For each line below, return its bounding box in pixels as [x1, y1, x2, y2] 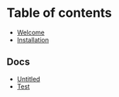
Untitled [16, 75, 40, 83]
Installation [16, 35, 50, 44]
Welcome [16, 28, 45, 37]
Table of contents [6, 5, 113, 21]
